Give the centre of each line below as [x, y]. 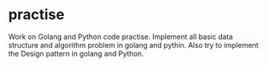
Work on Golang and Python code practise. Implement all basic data [121, 37]
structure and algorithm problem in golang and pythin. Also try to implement [133, 45]
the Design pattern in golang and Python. [76, 53]
